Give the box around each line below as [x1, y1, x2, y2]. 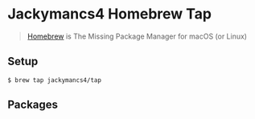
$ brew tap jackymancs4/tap [7, 76, 102, 84]
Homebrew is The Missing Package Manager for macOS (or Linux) [27, 31, 247, 41]
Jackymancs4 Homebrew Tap [7, 5, 212, 23]
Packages [7, 98, 58, 112]
